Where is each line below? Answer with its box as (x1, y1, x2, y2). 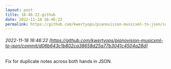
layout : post (5, 7, 33, 13)
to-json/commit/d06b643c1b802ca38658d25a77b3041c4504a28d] (5, 43, 148, 49)
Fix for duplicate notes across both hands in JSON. (5, 58, 112, 64)
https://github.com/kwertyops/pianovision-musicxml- (50, 37, 163, 43)
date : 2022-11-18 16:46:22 (5, 17, 63, 22)
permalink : (5, 21, 28, 27)
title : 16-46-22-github (5, 12, 56, 17)
